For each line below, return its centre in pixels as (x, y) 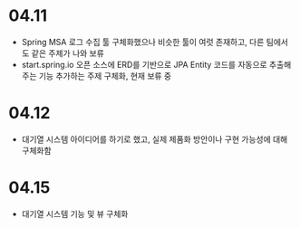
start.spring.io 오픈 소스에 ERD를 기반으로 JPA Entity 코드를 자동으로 (145, 64)
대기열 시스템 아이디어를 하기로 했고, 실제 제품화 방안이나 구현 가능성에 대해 (155, 139)
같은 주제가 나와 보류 (68, 53)
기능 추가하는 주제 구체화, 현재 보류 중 (105, 76)
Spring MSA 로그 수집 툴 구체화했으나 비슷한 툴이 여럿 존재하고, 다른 (143, 42)
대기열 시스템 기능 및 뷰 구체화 (75, 214)
